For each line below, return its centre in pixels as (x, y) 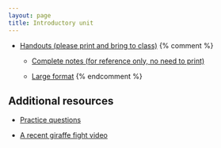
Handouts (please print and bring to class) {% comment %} (116, 45)
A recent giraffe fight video (64, 135)
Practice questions (50, 120)
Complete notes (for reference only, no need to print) (118, 61)
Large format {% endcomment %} (87, 76)
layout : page (30, 15)
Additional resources (61, 101)
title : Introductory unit (51, 23)
